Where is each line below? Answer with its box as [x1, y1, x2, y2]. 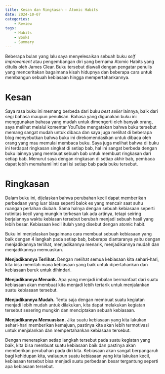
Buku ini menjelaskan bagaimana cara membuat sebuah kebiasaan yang [5, 230, 152, 236]
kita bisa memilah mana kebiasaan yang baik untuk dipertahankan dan [5, 261, 148, 267]
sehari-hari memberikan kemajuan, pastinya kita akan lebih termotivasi [5, 322, 149, 328]
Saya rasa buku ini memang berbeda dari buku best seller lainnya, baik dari [5, 108, 158, 114]
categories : [5, 16, 30, 21]
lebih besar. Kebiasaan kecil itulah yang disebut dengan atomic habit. [5, 221, 146, 227]
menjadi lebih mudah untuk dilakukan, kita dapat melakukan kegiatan [5, 301, 146, 308]
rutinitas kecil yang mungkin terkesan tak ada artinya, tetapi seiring [5, 211, 142, 217]
